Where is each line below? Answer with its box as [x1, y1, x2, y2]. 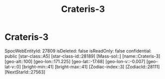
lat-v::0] [4, 64, 21, 70]
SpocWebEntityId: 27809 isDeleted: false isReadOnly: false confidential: [4, 48, 152, 54]
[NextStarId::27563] [4, 69, 46, 75]
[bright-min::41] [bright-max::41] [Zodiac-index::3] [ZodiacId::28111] [21, 64, 160, 70]
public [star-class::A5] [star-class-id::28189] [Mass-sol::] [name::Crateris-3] [4, 53, 161, 59]
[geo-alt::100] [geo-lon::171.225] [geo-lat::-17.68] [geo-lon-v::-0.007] [4, 58, 146, 64]
